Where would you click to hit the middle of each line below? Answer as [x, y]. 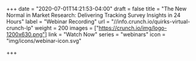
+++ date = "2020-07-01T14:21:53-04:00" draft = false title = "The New [96, 9]
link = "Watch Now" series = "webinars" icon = [107, 34]
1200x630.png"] [27, 34]
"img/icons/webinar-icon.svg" [44, 41]
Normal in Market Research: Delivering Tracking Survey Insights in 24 [93, 15]
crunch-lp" [20, 28]
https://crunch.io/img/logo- [133, 28]
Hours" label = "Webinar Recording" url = [58, 21]
